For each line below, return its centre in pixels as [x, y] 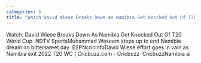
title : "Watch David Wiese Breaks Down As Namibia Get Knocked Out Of [96, 17]
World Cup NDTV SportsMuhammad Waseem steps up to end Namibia [94, 41]
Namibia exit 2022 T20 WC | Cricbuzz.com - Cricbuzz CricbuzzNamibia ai [98, 53]
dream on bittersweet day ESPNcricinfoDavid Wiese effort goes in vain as [98, 47]
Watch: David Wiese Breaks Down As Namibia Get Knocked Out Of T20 [94, 34]
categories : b [24, 12]
